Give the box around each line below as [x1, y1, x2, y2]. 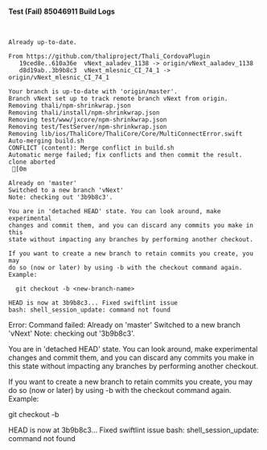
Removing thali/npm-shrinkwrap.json [8, 101, 131, 110]
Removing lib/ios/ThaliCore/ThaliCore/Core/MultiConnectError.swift [8, 130, 243, 138]
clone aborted [8, 158, 56, 167]
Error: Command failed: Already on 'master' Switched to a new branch [8, 320, 241, 330]
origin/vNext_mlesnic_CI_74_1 [8, 73, 110, 82]
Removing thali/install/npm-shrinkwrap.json [8, 109, 160, 117]
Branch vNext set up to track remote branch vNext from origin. [8, 95, 228, 103]
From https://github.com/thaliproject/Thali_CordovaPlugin [8, 52, 211, 60]
